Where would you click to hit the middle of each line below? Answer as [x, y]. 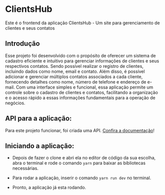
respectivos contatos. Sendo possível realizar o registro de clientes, [74, 66]
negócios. [15, 103]
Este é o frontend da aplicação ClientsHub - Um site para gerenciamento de [82, 23]
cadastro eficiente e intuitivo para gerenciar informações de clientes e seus [82, 61]
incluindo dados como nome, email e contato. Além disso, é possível [75, 71]
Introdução [23, 44]
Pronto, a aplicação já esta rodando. [49, 188]
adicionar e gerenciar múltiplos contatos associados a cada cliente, [74, 76]
